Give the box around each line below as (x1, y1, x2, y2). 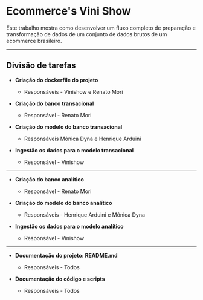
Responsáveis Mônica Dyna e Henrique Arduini (24, 135, 141, 142)
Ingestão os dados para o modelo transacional (14, 146, 134, 154)
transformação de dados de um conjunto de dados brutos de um (6, 30, 167, 37)
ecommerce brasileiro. (6, 37, 62, 44)
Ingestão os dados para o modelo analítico (14, 223, 124, 230)
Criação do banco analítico (14, 175, 85, 183)
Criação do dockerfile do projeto (14, 76, 98, 83)
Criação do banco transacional (14, 100, 94, 107)
